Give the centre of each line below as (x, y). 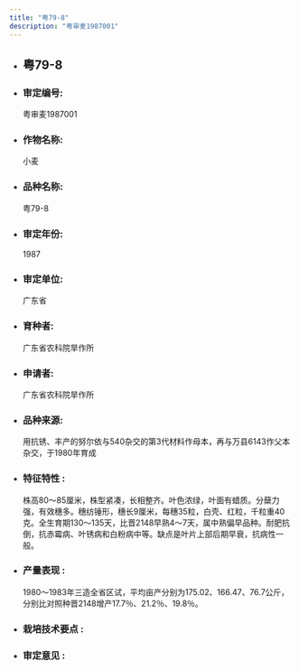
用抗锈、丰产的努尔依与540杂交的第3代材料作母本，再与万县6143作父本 (156, 442)
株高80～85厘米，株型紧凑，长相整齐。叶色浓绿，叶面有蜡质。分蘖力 (151, 500)
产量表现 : (44, 571)
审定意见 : (44, 656)
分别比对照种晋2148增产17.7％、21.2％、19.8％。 (112, 603)
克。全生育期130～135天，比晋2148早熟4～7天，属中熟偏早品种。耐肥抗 (156, 522)
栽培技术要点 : (53, 628)
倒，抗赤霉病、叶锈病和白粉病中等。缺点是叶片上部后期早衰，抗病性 (149, 534)
